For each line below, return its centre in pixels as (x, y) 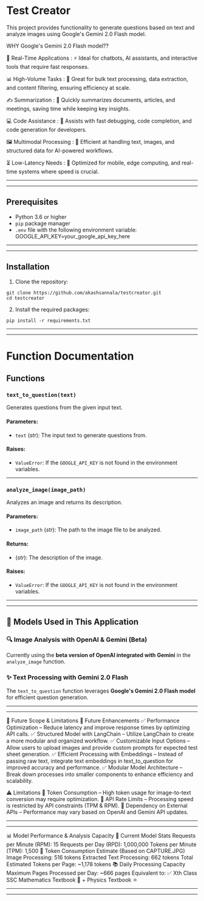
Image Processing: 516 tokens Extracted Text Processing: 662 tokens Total (100, 857)
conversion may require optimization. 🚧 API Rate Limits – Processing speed (100, 799)
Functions (26, 379)
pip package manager (43, 223)
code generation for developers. (46, 129)
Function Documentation (70, 356)
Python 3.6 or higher (41, 216)
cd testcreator (25, 298)
